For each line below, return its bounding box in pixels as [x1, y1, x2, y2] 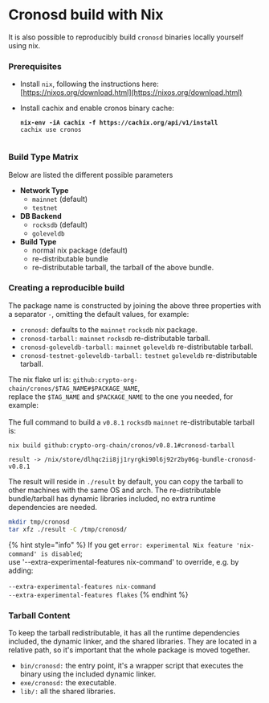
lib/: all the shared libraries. [19, 686, 116, 696]
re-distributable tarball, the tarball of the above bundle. [31, 262, 214, 272]
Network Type [19, 185, 69, 195]
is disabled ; [40, 549, 83, 558]
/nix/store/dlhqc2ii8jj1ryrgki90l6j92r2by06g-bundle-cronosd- [43, 455, 257, 463]
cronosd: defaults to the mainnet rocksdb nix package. [19, 324, 198, 335]
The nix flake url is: [8, 374, 71, 384]
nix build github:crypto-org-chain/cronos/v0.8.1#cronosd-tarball [8, 441, 235, 450]
